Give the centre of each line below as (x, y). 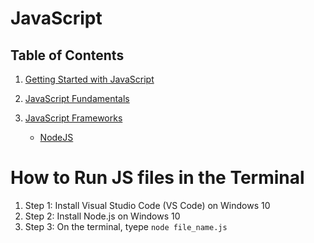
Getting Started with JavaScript (89, 79)
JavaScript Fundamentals (77, 98)
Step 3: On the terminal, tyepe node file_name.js (126, 226)
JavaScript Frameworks (73, 118)
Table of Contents (67, 55)
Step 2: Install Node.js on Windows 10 (102, 216)
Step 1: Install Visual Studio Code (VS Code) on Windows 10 (147, 205)
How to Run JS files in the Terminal (157, 178)
